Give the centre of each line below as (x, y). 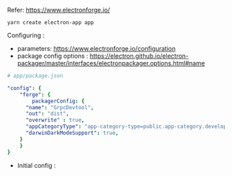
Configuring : (26, 35)
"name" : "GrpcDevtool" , (60, 107)
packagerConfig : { (58, 101)
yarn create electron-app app (51, 23)
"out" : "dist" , (47, 114)
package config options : (52, 56)
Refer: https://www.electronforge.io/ (59, 10)
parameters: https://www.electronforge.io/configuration (96, 48)
